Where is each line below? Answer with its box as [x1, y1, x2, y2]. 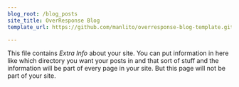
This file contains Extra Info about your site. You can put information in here [7, 49, 229, 57]
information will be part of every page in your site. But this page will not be [7, 64, 226, 73]
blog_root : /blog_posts [7, 10, 78, 18]
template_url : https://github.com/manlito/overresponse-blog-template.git [7, 23, 234, 30]
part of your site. [7, 71, 56, 80]
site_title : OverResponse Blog [7, 17, 100, 24]
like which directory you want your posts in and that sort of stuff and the [7, 57, 219, 65]
